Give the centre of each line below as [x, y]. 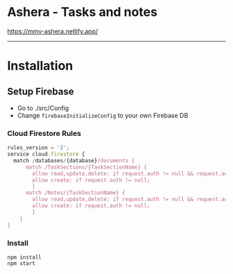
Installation [40, 66]
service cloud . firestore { [46, 154]
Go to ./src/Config [43, 108]
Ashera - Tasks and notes [83, 12]
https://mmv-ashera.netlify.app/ [53, 31]
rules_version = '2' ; [38, 148]
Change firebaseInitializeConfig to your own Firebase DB [103, 115]
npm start [21, 263]
